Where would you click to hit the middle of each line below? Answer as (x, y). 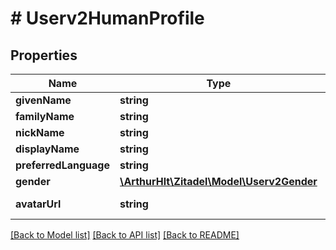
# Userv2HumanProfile (107, 18)
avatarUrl (38, 204)
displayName (47, 149)
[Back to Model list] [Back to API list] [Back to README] (125, 235)
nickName (40, 132)
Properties (44, 55)
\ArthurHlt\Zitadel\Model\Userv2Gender (218, 181)
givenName (43, 100)
